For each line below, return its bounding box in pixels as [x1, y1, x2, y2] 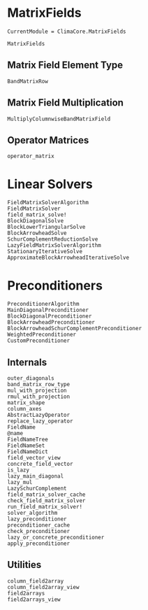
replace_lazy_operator [7, 418, 73, 425]
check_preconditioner [7, 528, 71, 535]
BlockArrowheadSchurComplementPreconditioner [7, 325, 142, 332]
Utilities [7, 559, 42, 571]
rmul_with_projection [7, 393, 71, 400]
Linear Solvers [7, 176, 93, 192]
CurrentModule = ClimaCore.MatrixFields [7, 28, 127, 35]
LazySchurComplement [7, 485, 68, 492]
